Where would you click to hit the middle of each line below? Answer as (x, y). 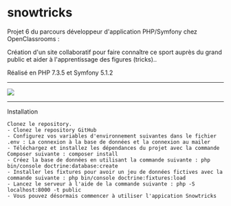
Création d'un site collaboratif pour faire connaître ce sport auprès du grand (114, 52)
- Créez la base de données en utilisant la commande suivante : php (109, 160)
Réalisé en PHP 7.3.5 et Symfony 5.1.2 (60, 73)
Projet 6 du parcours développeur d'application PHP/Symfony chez (102, 31)
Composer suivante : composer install (63, 154)
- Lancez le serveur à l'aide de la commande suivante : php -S (101, 184)
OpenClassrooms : (33, 38)
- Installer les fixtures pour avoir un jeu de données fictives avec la (115, 172)
